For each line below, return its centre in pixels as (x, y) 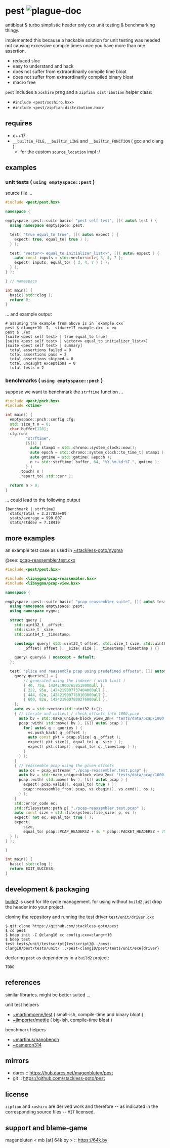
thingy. (12, 30)
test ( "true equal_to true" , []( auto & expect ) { (64, 234)
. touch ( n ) (31, 471)
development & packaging (48, 890)
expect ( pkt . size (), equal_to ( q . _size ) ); (75, 742)
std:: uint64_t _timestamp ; (43, 634)
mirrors (17, 1060)
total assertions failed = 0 (40, 350)
